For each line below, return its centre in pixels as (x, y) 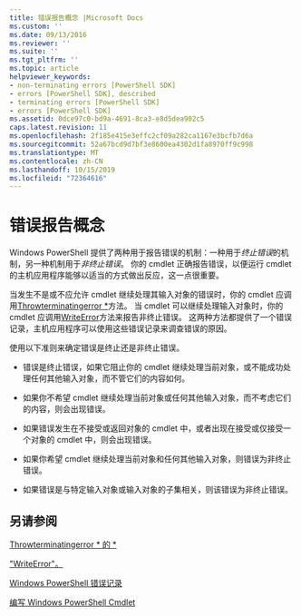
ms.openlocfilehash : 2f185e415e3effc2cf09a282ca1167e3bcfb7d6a (131, 136)
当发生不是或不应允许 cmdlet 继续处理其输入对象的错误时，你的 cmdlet (141, 295)
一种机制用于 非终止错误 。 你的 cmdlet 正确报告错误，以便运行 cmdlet (162, 264)
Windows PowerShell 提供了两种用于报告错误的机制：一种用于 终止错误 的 (145, 253)
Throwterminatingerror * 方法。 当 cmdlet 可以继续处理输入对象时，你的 (150, 306)
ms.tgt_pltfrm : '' (44, 60)
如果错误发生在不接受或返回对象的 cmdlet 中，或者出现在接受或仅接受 (153, 428)
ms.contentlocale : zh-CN (56, 161)
